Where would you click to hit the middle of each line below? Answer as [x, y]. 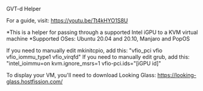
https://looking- [177, 75]
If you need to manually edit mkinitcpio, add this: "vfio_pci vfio [84, 50]
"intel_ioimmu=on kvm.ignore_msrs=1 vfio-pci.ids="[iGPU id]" [84, 63]
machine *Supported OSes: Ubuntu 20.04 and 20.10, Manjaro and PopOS [98, 39]
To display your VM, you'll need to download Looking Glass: [81, 75]
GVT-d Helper [24, 9]
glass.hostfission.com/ [35, 82]
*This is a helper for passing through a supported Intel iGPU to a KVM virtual [102, 32]
